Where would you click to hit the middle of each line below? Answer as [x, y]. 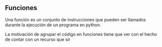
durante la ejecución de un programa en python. [53, 25]
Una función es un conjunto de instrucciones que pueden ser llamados [75, 19]
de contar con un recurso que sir [38, 39]
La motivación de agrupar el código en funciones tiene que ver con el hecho [81, 34]
